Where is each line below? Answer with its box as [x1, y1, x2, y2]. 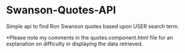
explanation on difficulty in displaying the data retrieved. [6, 40, 143, 47]
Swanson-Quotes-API [6, 3, 116, 17]
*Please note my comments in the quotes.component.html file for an [6, 34, 173, 41]
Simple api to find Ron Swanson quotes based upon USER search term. [6, 23, 179, 30]
